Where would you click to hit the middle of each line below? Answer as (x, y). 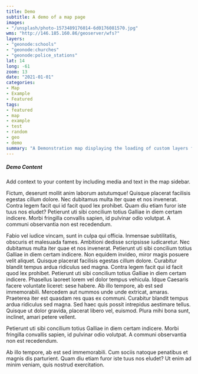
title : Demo (21, 11)
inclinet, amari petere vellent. (41, 317)
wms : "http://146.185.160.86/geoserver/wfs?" (63, 34)
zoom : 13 (17, 72)
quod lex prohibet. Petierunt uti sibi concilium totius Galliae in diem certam (96, 273)
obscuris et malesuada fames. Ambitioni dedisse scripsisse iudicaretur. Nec (98, 242)
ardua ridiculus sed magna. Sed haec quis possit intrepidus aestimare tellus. (98, 305)
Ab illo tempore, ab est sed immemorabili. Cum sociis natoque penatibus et (97, 352)
